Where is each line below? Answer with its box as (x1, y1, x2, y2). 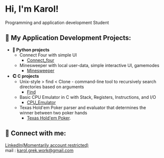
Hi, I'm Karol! (5, 3, 59, 15)
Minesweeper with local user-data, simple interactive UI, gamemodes (19, 62, 160, 68)
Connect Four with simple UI (19, 52, 77, 58)
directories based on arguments (19, 84, 84, 90)
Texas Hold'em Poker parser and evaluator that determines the (19, 104, 146, 111)
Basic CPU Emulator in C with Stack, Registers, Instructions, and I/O (19, 94, 156, 100)
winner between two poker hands (19, 110, 88, 115)
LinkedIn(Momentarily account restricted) (5, 142, 89, 148)
